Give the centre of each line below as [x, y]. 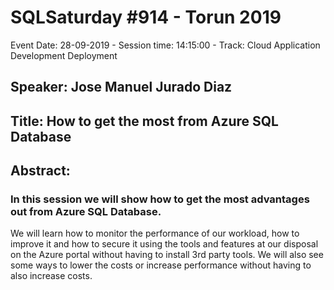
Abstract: [40, 171]
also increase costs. [51, 276]
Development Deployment [64, 55]
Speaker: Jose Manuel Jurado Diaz [121, 87]
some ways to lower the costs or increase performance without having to [161, 265]
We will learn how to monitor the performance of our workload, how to [155, 233]
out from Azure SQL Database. [86, 212]
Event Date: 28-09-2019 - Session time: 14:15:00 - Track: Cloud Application [165, 45]
